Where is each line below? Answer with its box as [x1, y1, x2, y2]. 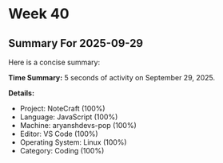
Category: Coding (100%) [19, 146, 105, 155]
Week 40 [8, 5, 70, 23]
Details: [8, 88, 34, 98]
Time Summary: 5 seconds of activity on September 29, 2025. [8, 73, 216, 82]
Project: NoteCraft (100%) [19, 104, 106, 113]
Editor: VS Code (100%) [19, 129, 98, 138]
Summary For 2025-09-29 [8, 37, 144, 50]
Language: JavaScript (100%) [19, 112, 118, 122]
